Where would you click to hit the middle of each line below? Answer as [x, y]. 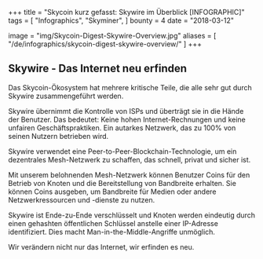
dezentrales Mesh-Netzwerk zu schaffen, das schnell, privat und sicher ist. [130, 159]
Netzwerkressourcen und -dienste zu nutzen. [82, 199]
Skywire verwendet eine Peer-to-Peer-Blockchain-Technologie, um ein [122, 151]
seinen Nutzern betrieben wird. [58, 136]
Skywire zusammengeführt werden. [66, 96]
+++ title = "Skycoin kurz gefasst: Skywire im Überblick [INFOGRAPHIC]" [126, 12]
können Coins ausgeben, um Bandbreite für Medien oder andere [112, 192]
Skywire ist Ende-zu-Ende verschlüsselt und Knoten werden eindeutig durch [132, 215]
